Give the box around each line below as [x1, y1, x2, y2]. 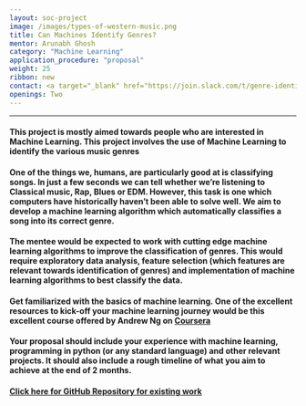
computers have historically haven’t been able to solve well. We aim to [9, 195, 281, 206]
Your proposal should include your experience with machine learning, [9, 336, 279, 347]
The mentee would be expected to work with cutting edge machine [9, 236, 268, 247]
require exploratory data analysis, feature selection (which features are [9, 255, 285, 266]
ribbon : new [9, 73, 55, 82]
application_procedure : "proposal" [9, 56, 145, 65]
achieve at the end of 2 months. [9, 365, 132, 376]
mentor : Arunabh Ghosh [9, 38, 96, 48]
